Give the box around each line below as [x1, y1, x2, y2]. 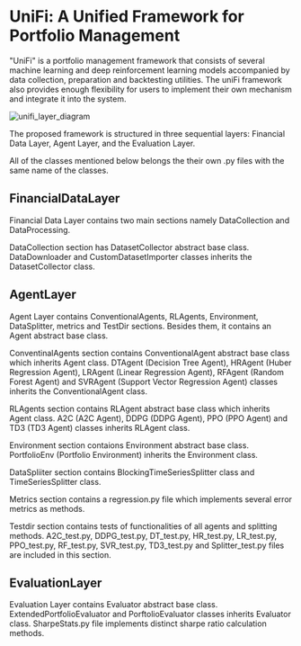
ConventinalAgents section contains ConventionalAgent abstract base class [9, 347, 290, 358]
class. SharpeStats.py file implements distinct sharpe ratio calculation [9, 618, 267, 629]
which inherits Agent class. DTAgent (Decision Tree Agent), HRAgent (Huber [9, 357, 292, 368]
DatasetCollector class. [9, 261, 96, 272]
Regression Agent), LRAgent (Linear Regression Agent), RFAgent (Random [9, 366, 285, 377]
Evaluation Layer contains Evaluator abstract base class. [9, 599, 218, 610]
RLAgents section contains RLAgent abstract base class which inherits [9, 403, 270, 414]
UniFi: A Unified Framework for [9, 6, 244, 27]
